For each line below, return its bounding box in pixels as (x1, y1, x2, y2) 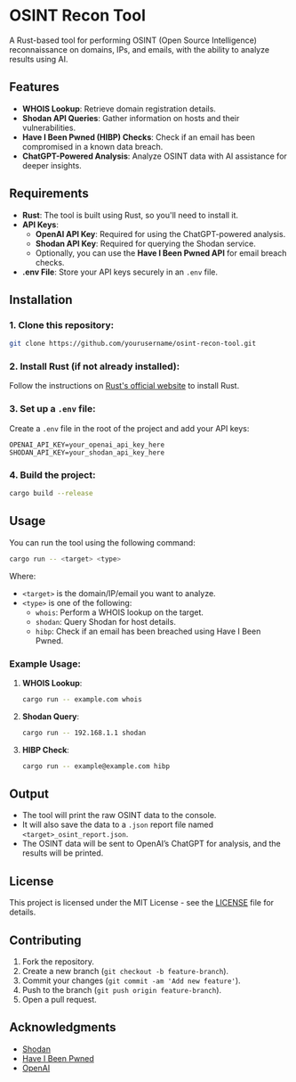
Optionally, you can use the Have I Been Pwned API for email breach (35, 247, 287, 258)
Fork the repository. (21, 955, 95, 967)
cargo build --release (9, 489, 93, 498)
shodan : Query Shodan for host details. (35, 616, 176, 627)
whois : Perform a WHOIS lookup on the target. (35, 607, 204, 618)
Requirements (9, 186, 89, 201)
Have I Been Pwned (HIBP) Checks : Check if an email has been (21, 131, 256, 143)
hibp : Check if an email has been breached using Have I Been (35, 626, 261, 636)
